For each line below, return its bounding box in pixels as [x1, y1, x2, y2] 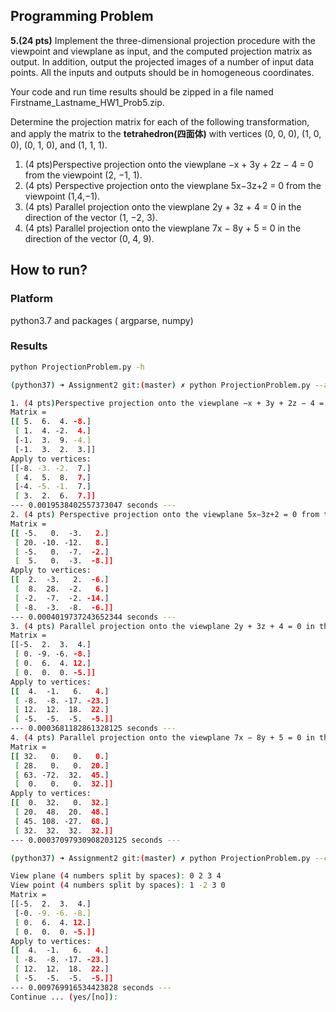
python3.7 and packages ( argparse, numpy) [10, 314, 194, 326]
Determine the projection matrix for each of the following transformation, [10, 115, 310, 128]
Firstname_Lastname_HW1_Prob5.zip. [10, 96, 165, 108]
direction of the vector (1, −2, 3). [24, 211, 158, 223]
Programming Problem [10, 8, 154, 25]
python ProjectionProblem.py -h [10, 362, 145, 372]
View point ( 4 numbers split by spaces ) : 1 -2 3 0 [10, 880, 226, 891]
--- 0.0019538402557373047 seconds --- [10, 500, 177, 511]
